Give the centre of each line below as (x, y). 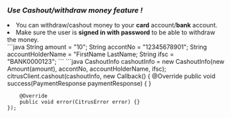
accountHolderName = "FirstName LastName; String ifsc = (91, 54)
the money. (23, 40)
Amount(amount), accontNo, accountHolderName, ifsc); (87, 69)
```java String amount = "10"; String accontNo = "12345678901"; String (107, 47)
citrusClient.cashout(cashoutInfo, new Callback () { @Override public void (111, 76)
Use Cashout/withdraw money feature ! (75, 10)
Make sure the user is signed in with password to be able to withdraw (116, 32)
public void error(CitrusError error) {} (80, 102)
